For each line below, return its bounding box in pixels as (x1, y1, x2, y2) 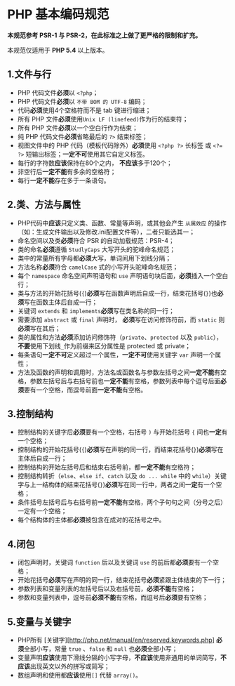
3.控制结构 (7, 408, 54, 420)
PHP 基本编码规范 (7, 6, 109, 22)
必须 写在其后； (17, 324, 61, 332)
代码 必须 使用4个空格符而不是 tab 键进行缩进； (17, 106, 152, 114)
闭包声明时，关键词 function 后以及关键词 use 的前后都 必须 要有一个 (17, 558, 213, 567)
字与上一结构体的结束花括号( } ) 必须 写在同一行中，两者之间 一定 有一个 (17, 480, 216, 489)
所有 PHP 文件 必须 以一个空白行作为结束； (17, 124, 138, 132)
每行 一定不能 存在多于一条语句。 (17, 176, 110, 185)
